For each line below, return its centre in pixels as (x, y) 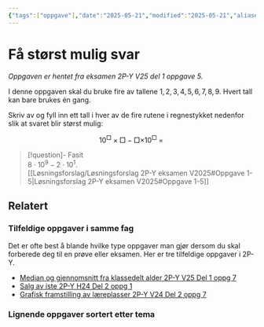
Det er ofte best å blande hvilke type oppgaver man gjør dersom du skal (125, 245)
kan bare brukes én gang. (50, 100)
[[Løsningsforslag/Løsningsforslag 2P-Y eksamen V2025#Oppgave (136, 173)
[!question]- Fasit (55, 155)
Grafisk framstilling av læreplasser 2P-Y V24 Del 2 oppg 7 (113, 294)
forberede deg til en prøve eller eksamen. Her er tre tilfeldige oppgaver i (125, 254)
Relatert (28, 206)
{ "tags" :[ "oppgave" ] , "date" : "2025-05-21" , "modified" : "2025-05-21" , (121, 15)
